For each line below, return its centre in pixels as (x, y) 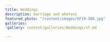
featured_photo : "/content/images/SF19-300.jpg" (55, 19)
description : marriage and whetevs (41, 14)
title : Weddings (21, 10)
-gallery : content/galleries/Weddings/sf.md (51, 28)
